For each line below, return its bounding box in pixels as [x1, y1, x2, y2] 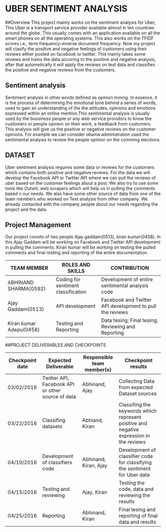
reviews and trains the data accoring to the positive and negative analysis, [5, 56, 156, 62]
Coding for [56, 276, 81, 283]
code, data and [119, 486, 154, 493]
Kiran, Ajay [82, 462, 108, 469]
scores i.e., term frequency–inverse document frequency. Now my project [5, 40, 156, 46]
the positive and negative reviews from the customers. [5, 66, 116, 72]
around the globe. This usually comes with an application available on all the [5, 30, 161, 36]
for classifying [119, 459, 152, 466]
